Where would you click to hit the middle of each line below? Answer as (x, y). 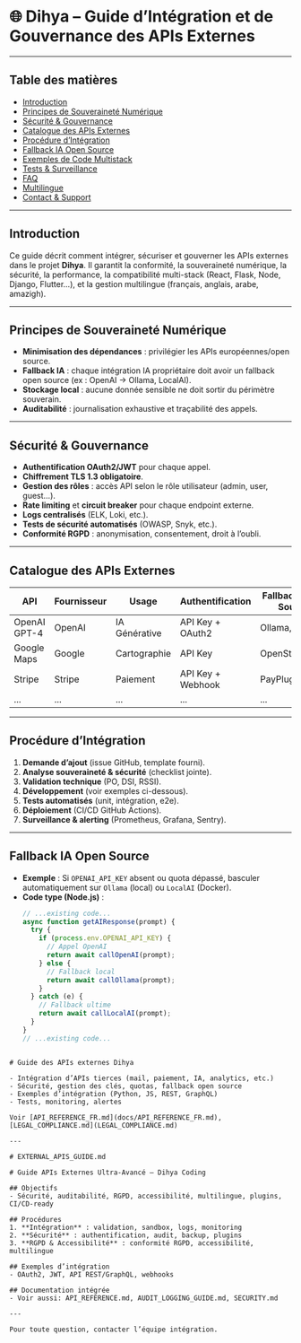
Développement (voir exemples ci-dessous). (105, 790)
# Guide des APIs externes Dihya (72, 1062)
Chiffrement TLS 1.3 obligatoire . (82, 476)
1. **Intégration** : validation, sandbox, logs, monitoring (126, 1227)
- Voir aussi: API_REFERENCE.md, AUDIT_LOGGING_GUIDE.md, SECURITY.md (144, 1298)
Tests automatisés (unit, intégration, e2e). (100, 800)
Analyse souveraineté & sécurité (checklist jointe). (117, 772)
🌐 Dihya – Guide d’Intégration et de (142, 17)
